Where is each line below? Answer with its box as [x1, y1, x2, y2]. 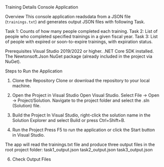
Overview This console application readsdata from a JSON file [5, 14, 131, 19]
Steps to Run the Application [5, 68, 63, 74]
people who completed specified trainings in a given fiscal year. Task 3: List [5, 34, 158, 39]
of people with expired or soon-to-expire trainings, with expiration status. [5, 39, 153, 45]
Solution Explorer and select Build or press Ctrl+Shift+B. [12, 118, 126, 123]
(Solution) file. [12, 103, 41, 108]
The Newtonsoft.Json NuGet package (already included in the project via [5, 53, 153, 59]
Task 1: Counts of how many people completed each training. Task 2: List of [5, 28, 158, 34]
